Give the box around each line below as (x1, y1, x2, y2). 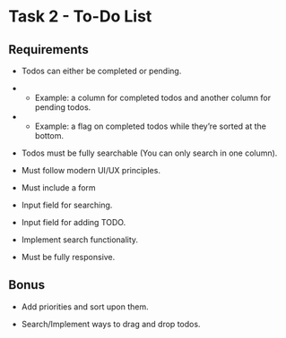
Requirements (8, 42, 89, 57)
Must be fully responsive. (21, 252, 116, 262)
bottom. (34, 131, 65, 140)
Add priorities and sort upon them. (21, 301, 149, 312)
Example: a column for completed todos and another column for (34, 92, 271, 103)
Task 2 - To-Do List (8, 6, 152, 27)
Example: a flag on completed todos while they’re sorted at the (34, 121, 266, 131)
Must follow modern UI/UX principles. (21, 165, 160, 175)
